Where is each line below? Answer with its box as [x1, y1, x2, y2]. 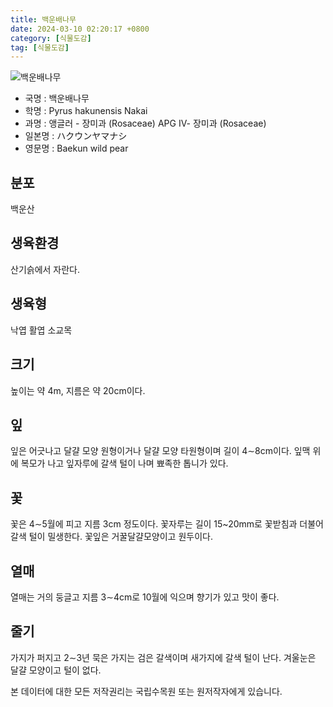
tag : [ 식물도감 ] [10, 42, 70, 53]
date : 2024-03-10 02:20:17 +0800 [10, 24, 150, 34]
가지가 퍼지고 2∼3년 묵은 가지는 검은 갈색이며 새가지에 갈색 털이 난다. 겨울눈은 [10, 651, 317, 663]
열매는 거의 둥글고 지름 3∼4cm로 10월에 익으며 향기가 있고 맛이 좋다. [10, 591, 280, 603]
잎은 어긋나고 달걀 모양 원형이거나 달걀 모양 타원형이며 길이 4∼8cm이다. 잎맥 [10, 445, 311, 457]
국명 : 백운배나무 [24, 92, 90, 105]
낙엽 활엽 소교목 [10, 324, 73, 336]
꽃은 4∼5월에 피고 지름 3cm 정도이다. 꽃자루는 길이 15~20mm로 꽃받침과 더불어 [10, 518, 324, 530]
